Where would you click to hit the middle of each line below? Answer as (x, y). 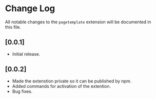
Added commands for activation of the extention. (61, 86)
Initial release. (26, 54)
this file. (13, 27)
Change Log (30, 8)
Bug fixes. (22, 91)
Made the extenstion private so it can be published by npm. (72, 81)
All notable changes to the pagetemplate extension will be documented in (78, 22)
